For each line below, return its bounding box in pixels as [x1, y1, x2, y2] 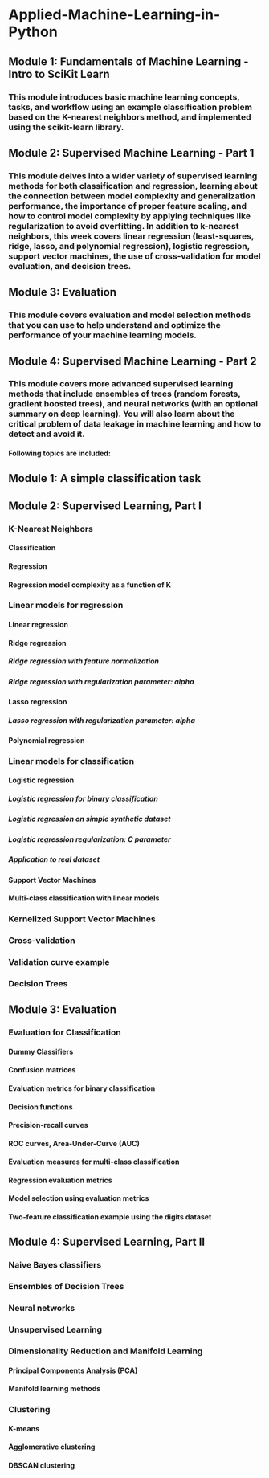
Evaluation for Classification [8, 1027, 122, 1038]
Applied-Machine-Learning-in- [8, 6, 221, 24]
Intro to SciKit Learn [8, 67, 110, 81]
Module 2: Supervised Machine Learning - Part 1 [8, 146, 255, 160]
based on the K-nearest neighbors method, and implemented [8, 111, 251, 122]
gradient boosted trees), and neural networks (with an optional [8, 398, 259, 410]
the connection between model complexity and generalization [8, 190, 255, 202]
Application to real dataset [8, 855, 100, 864]
